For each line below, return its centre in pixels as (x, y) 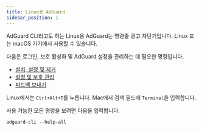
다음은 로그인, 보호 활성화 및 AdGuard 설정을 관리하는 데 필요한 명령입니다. (95, 56)
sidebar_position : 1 (33, 18)
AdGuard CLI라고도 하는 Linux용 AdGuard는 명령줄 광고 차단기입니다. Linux (97, 36)
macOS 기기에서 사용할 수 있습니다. (55, 43)
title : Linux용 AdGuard (36, 12)
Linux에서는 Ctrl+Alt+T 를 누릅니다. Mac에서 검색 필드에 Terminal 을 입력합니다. (101, 97)
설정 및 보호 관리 (35, 77)
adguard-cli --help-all (37, 122)
